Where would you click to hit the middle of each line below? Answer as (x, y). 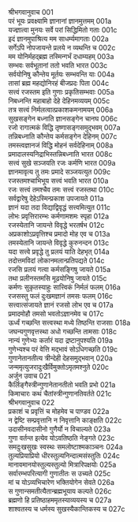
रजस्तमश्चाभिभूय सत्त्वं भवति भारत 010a (58, 181)
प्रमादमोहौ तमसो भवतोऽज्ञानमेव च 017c (56, 314)
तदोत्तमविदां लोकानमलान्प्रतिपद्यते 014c (56, 261)
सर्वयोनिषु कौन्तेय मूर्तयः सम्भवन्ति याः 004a (62, 74)
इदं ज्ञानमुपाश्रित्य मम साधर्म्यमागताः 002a (58, 39)
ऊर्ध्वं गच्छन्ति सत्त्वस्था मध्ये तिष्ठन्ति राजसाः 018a (69, 323)
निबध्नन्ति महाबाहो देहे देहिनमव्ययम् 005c (59, 101)
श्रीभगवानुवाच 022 (32, 403)
